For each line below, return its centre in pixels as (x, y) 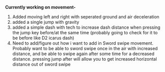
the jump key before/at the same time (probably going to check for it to (85, 33)
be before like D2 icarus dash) (43, 38)
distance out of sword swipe (41, 64)
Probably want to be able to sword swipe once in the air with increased (85, 48)
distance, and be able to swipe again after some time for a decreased (83, 54)
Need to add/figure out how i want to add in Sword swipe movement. (83, 43)
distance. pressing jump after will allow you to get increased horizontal (85, 59)
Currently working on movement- (41, 7)
